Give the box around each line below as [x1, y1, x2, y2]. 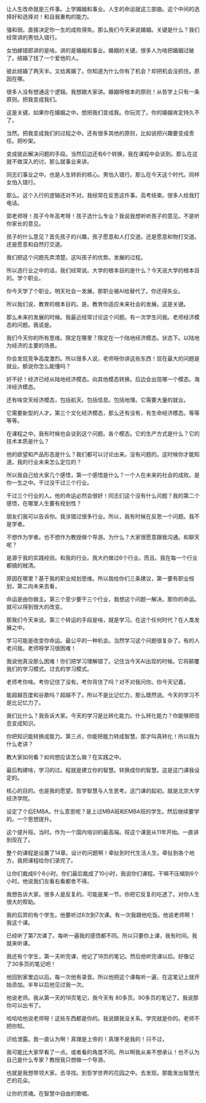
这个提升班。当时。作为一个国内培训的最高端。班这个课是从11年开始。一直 [6, 828, 194, 836]
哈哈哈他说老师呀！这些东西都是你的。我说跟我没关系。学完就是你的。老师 [6, 1015, 194, 1022]
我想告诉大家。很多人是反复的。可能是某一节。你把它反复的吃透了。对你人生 [6, 891, 200, 898]
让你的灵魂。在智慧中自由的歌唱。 [6, 1090, 93, 1097]
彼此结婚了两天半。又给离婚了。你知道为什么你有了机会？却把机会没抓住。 [6, 67, 194, 75]
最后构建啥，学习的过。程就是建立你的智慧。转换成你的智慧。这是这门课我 [6, 766, 194, 774]
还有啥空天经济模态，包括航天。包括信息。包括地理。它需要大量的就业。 [6, 396, 189, 403]
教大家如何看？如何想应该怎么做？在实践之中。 [6, 754, 124, 760]
